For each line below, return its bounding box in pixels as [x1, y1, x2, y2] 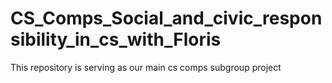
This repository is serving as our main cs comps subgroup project [10, 61, 282, 73]
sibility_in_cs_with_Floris [10, 28, 222, 51]
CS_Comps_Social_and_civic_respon [10, 7, 323, 30]
